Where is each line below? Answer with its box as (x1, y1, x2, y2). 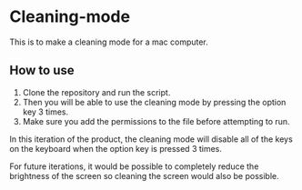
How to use (9, 63, 75, 78)
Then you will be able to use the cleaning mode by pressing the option (22, 96, 287, 107)
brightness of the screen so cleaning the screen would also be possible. (9, 170, 279, 181)
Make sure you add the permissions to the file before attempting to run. (22, 115, 290, 126)
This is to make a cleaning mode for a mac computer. (9, 36, 209, 47)
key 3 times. (22, 106, 69, 117)
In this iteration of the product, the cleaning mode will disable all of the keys (9, 134, 293, 145)
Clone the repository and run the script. (22, 86, 171, 97)
